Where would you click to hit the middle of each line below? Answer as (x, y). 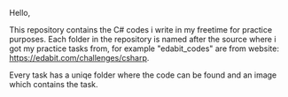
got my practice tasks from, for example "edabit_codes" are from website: (144, 48)
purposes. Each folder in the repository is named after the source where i (143, 39)
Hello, (20, 13)
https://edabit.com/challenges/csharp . (79, 58)
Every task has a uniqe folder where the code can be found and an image (143, 75)
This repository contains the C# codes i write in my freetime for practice (141, 30)
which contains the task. (54, 84)
